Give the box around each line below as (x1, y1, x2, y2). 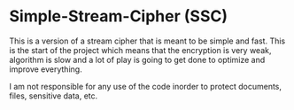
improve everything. (9, 64, 82, 75)
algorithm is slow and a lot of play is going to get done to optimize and (9, 54, 266, 65)
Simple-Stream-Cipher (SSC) (9, 6, 228, 27)
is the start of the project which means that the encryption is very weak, (9, 44, 272, 55)
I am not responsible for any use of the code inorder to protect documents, (9, 81, 282, 91)
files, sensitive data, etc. (9, 90, 98, 101)
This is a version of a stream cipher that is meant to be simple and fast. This (9, 35, 286, 46)
